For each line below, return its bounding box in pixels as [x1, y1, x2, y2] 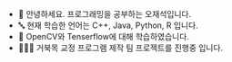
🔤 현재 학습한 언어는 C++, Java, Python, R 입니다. [17, 20, 198, 31]
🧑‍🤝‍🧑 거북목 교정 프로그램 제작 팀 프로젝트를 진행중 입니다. [17, 42, 224, 53]
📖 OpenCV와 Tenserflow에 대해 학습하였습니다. [17, 31, 189, 41]
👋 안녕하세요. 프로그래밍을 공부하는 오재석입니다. [17, 9, 192, 19]
